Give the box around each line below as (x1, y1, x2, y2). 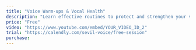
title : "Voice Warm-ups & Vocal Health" (6, 8, 106, 14)
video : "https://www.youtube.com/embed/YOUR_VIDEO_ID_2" (6, 24, 148, 30)
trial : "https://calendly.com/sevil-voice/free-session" (6, 30, 148, 36)
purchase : (6, 35, 30, 41)
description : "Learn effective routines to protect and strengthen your (6, 14, 187, 20)
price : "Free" (6, 19, 41, 25)
